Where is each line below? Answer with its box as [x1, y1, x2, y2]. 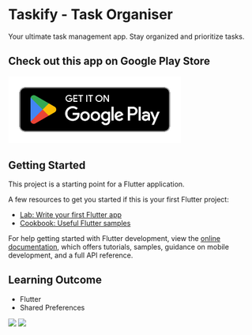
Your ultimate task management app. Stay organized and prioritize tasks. [8, 32, 245, 41]
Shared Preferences [19, 303, 85, 312]
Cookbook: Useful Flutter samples [19, 219, 131, 228]
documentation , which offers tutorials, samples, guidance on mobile [8, 243, 229, 251]
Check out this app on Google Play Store [8, 55, 211, 68]
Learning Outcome [8, 273, 103, 287]
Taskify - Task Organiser [8, 6, 174, 24]
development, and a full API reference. [8, 250, 134, 260]
